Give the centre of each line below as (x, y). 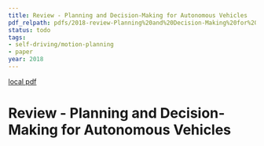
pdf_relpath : (29, 23)
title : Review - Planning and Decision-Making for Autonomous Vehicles (128, 15)
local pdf (22, 81)
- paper (21, 52)
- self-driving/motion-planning (61, 45)
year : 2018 (26, 60)
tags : (17, 37)
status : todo (29, 30)
